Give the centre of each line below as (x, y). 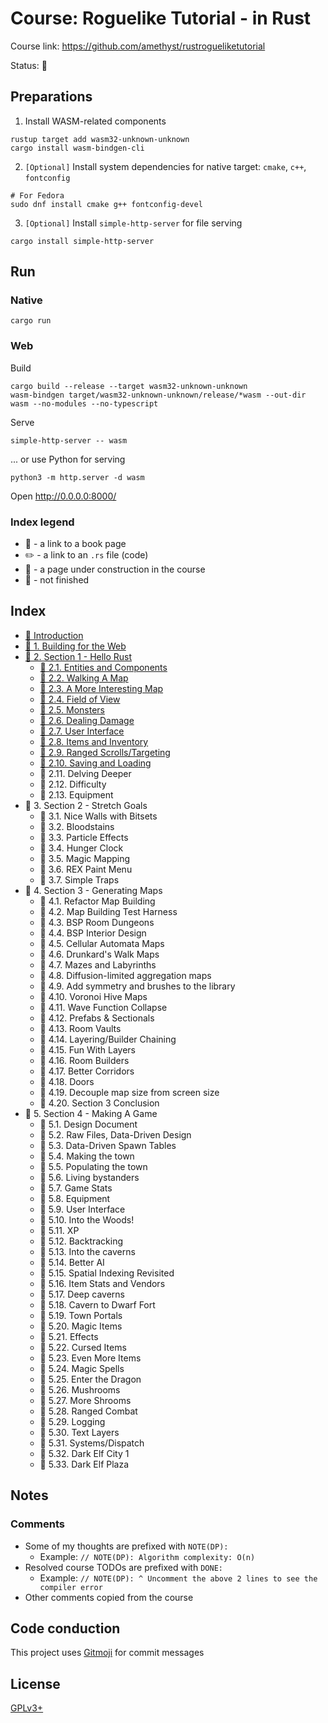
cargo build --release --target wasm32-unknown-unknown (129, 386)
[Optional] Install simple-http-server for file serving (133, 223)
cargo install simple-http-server (82, 241)
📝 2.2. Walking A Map (84, 678)
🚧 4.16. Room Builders (84, 1060)
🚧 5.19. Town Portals (81, 1315)
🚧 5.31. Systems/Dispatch (92, 1443)
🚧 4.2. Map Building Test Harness (108, 911)
